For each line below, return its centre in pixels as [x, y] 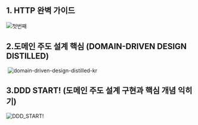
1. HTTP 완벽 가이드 [41, 11]
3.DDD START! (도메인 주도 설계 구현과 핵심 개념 [91, 91]
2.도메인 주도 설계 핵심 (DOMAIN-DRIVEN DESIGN [96, 47]
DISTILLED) [28, 56]
